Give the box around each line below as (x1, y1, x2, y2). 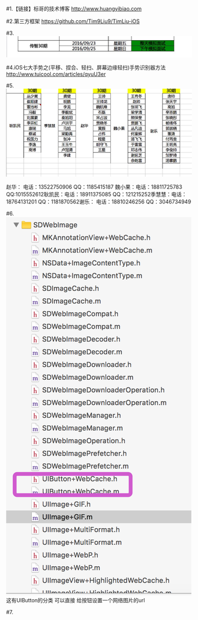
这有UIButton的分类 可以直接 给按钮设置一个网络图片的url (6, 597, 146, 604)
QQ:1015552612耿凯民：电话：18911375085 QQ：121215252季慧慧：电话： (6, 191, 187, 198)
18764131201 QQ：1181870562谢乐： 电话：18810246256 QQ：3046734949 (6, 198, 192, 205)
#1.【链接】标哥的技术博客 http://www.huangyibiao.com (6, 5, 142, 12)
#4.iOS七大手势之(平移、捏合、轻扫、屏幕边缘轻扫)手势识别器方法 (6, 64, 166, 71)
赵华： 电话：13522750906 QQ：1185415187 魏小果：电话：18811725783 (6, 183, 183, 190)
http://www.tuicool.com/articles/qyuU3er (6, 70, 106, 78)
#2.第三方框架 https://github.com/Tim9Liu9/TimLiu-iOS (6, 18, 140, 25)
